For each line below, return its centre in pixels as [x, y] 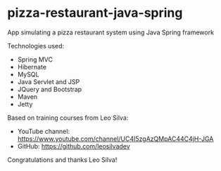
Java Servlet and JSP [49, 81]
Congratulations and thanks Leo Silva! [62, 160]
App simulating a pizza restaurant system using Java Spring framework [111, 32]
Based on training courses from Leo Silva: [68, 118]
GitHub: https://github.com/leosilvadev [74, 146]
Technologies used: [36, 46]
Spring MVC [35, 59]
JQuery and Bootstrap [50, 89]
